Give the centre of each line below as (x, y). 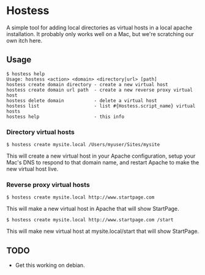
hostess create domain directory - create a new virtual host (87, 84)
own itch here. (24, 40)
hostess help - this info (65, 117)
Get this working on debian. (50, 265)
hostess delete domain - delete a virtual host (82, 101)
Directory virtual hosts (41, 132)
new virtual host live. (32, 169)
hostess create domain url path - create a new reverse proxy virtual (99, 90)
